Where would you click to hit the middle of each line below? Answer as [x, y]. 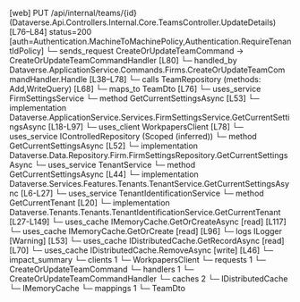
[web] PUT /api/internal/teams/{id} [73, 13]
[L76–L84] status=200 [51, 32]
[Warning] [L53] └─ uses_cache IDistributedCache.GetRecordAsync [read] [147, 241]
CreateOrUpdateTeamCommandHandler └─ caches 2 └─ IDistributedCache [149, 279]
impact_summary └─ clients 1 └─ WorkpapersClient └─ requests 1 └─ [137, 260]
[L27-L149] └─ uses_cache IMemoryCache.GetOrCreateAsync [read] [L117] [148, 222]
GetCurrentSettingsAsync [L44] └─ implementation [104, 174]
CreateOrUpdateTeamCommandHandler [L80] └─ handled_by [123, 60]
